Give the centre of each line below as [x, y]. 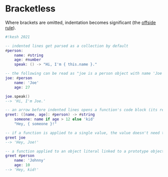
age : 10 [22, 165]
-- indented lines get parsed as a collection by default [67, 46]
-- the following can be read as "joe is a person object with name [78, 74]
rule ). [11, 27]
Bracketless [30, 9]
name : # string [29, 55]
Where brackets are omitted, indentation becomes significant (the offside [80, 22]
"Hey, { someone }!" [35, 124]
